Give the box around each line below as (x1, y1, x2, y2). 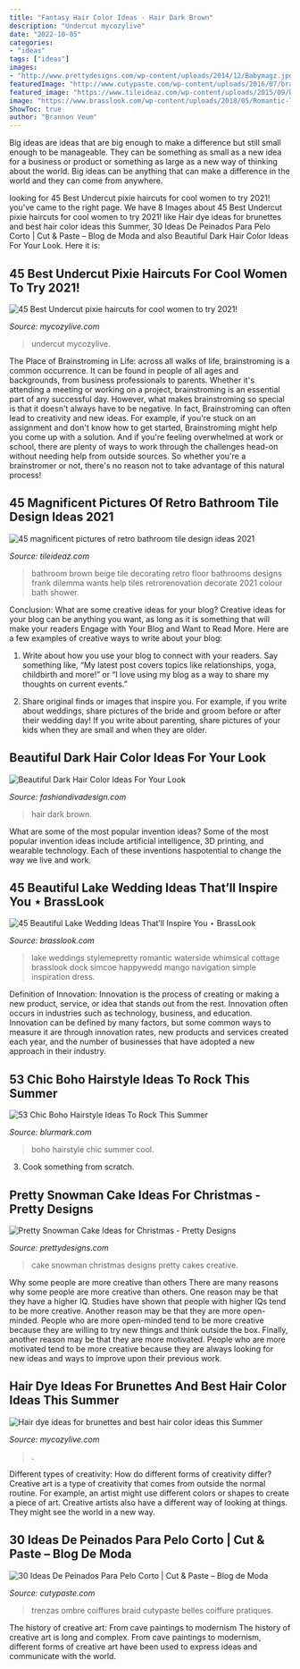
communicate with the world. (9, 1650, 117, 1661)
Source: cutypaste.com (9, 1588, 96, 1598)
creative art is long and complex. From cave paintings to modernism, (9, 1631, 262, 1642)
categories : (9, 38, 54, 47)
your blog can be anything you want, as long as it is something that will (9, 613, 271, 624)
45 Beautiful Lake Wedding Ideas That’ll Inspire (9, 880, 279, 895)
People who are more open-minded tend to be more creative (41, 1315, 265, 1326)
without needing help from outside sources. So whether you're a (9, 451, 246, 461)
